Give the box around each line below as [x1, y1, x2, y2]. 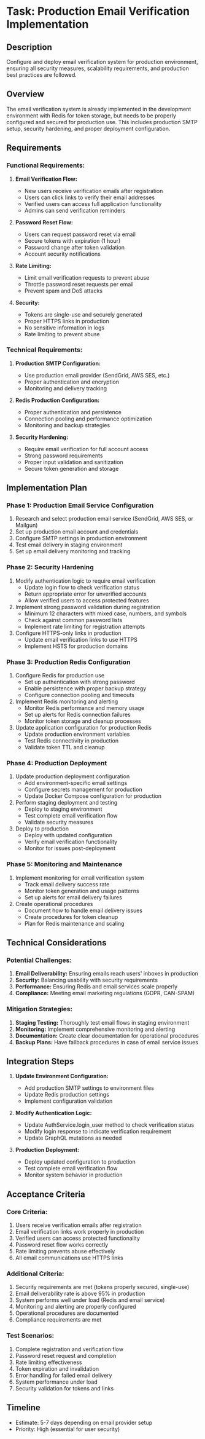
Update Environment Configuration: [15, 1073, 109, 1080]
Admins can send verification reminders [24, 207, 126, 214]
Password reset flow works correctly [15, 1241, 109, 1248]
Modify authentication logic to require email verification [15, 577, 155, 585]
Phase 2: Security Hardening [6, 563, 94, 572]
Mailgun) [15, 521, 38, 529]
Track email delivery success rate [24, 880, 110, 888]
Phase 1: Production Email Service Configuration [6, 501, 154, 510]
